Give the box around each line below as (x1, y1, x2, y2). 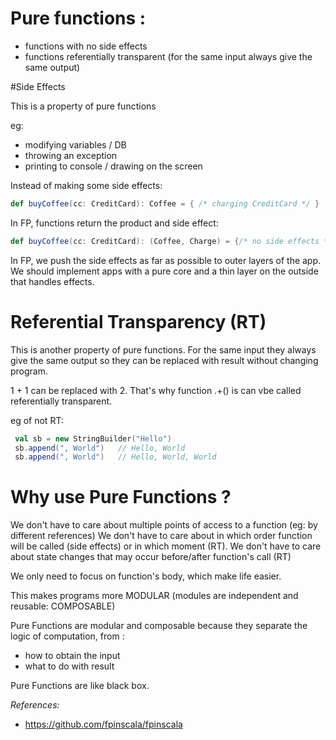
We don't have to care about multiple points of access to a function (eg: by (10, 519, 318, 531)
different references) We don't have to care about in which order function (10, 530, 313, 542)
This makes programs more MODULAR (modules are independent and (10, 590, 299, 602)
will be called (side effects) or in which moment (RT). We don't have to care (10, 540, 322, 552)
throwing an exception (24, 149, 118, 161)
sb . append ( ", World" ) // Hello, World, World (14, 452, 217, 462)
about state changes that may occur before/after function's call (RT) (10, 551, 292, 563)
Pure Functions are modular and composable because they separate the (10, 620, 308, 632)
